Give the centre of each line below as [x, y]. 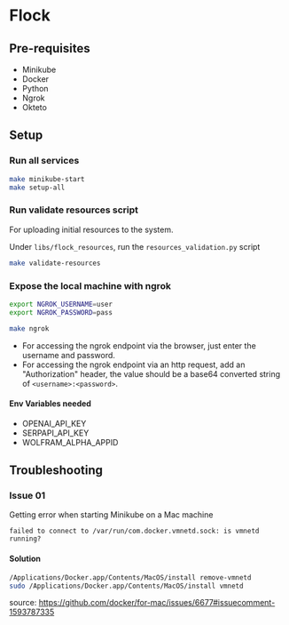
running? [25, 539]
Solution [25, 559]
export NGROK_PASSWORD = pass [61, 312]
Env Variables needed [50, 404]
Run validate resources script [74, 210]
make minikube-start [47, 179]
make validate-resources [55, 263]
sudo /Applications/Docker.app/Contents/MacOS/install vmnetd [126, 586]
